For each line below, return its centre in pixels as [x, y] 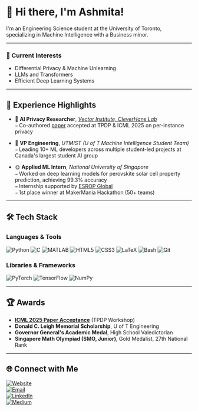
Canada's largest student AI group [56, 156]
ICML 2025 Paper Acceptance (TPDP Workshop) [75, 320]
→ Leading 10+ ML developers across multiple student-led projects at [98, 149]
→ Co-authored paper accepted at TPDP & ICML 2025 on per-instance [99, 126]
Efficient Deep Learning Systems [55, 81]
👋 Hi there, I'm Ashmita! [65, 12]
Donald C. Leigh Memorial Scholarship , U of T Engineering [87, 326]
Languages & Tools [34, 237]
